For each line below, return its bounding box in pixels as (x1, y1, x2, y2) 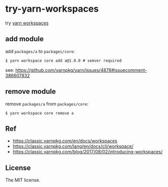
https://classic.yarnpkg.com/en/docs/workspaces (12, 138, 118, 144)
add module (5, 35, 44, 43)
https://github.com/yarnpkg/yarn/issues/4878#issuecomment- (15, 67, 147, 73)
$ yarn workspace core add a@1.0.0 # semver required (5, 58, 122, 63)
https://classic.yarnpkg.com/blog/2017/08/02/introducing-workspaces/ (12, 149, 163, 155)
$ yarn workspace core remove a (5, 111, 74, 116)
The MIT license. (5, 177, 41, 183)
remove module (5, 87, 56, 96)
